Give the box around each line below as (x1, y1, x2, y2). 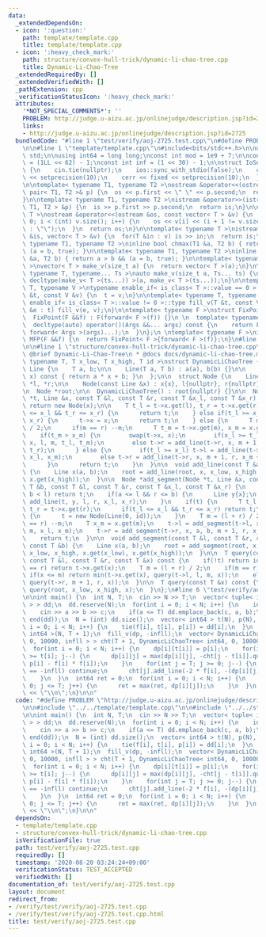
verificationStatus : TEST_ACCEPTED (15, 866, 133, 874)
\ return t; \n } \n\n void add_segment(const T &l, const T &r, (22, 535, 253, 543)
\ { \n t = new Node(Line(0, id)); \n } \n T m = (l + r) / (22, 512, 253, 520)
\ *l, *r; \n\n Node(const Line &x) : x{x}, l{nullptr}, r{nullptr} (22, 379, 260, 388)
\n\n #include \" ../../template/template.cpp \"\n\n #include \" (22, 704, 232, 712)
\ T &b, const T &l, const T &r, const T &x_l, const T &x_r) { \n (22, 482, 246, 491)
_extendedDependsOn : (15, 19, 83, 27)
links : (22, 122, 44, 130)
